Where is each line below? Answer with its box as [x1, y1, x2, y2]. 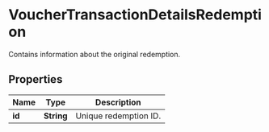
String [43, 110, 68, 122]
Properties [8, 72, 63, 86]
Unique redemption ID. [75, 110, 162, 122]
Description [95, 97, 141, 108]
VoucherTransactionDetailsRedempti [8, 6, 263, 24]
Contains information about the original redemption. [8, 49, 181, 59]
